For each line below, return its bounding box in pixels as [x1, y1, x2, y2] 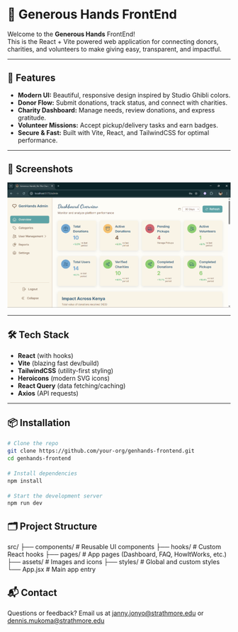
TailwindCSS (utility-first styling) [17, 366, 114, 374]
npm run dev [7, 500, 42, 507]
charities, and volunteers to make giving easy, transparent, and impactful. [7, 45, 222, 53]
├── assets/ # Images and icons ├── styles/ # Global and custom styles [7, 558, 220, 566]
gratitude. [17, 113, 47, 122]
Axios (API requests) [17, 389, 79, 397]
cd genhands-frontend [7, 455, 72, 462]
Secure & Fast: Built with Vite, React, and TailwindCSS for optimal [17, 128, 210, 137]
